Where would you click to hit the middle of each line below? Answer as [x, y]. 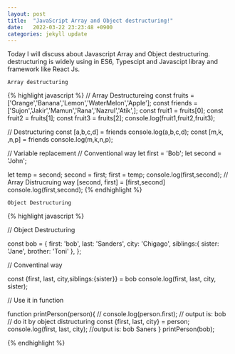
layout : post [27, 14]
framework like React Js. [44, 69]
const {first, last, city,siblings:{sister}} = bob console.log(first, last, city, [112, 279]
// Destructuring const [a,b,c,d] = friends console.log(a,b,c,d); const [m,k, [116, 132]
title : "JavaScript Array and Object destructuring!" [90, 21]
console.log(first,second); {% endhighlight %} [75, 190]
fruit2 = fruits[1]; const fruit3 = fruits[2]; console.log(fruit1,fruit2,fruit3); [111, 118]
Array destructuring [38, 83]
